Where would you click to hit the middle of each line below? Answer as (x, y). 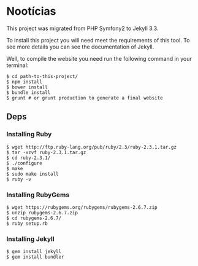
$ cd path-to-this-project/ (42, 76)
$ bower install (27, 87)
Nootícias (31, 11)
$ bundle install (29, 92)
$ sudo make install (33, 174)
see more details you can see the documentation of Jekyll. (80, 47)
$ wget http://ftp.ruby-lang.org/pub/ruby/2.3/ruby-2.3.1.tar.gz (91, 147)
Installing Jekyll (30, 239)
